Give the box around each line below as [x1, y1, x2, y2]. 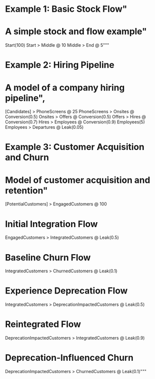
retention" [5, 185, 48, 196]
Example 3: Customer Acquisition [5, 142, 145, 153]
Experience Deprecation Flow [5, 285, 128, 296]
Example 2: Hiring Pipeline [5, 59, 114, 71]
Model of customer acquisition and [5, 175, 151, 185]
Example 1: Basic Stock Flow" [5, 3, 128, 15]
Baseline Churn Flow [5, 252, 91, 263]
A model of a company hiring [5, 82, 125, 93]
